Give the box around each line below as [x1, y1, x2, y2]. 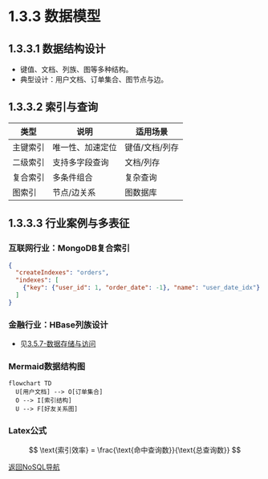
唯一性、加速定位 [52, 141, 118, 152]
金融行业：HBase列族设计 [8, 319, 108, 330]
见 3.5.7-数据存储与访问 [19, 339, 96, 349]
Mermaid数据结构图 [8, 360, 86, 371]
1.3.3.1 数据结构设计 [8, 42, 106, 55]
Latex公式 [8, 425, 47, 436]
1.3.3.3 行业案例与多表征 [8, 217, 130, 230]
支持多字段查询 [52, 156, 110, 168]
